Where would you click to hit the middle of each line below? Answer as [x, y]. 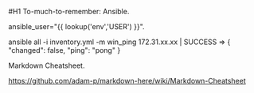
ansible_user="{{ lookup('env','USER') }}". [76, 26]
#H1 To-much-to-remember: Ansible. [69, 11]
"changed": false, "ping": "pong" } [64, 50]
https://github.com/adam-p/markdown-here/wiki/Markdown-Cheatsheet [127, 81]
